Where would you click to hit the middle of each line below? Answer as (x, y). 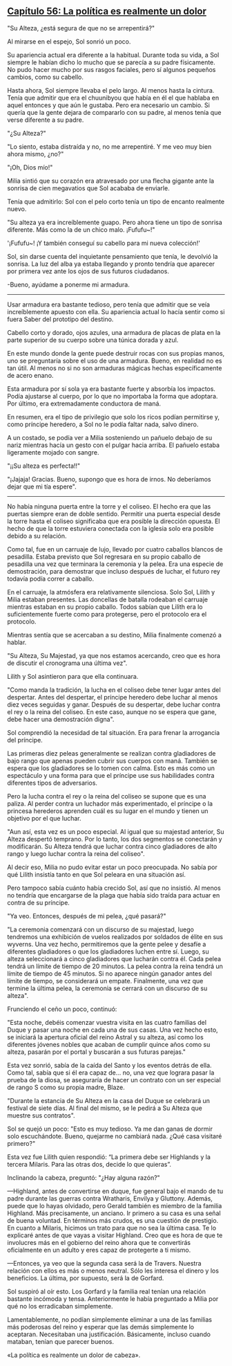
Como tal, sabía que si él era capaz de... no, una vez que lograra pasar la (111, 1073)
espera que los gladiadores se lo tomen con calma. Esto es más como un (111, 768)
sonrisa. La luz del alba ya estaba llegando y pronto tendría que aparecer (111, 264)
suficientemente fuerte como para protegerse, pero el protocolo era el (107, 614)
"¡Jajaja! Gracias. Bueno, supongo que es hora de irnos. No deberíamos (109, 479)
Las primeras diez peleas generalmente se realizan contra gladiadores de (112, 753)
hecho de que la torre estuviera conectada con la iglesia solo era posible (110, 528)
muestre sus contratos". (41, 1115)
